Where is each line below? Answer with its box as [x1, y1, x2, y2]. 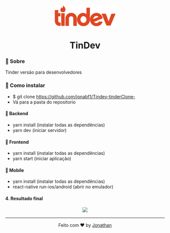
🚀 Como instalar [5, 82, 46, 89]
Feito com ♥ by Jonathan [58, 222, 112, 228]
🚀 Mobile [5, 167, 24, 173]
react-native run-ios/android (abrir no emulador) [12, 184, 114, 190]
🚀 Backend [5, 111, 28, 117]
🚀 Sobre [5, 58, 25, 65]
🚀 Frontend [5, 139, 29, 145]
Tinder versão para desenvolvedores [5, 69, 82, 76]
